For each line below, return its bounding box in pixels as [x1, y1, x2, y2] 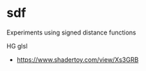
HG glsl [6, 41, 28, 50]
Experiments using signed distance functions [6, 28, 137, 37]
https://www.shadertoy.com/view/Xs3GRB [16, 55, 139, 64]
